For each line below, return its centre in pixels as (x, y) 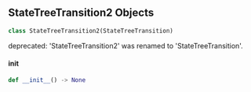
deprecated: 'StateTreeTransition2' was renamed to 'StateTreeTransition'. (125, 45)
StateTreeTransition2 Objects (81, 13)
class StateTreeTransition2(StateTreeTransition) (91, 30)
